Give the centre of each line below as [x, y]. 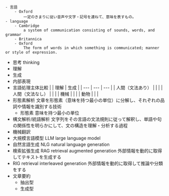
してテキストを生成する [37, 157]
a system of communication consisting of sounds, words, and [89, 30]
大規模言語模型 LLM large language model [56, 138]
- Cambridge [27, 26]
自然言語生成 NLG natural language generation [61, 144]
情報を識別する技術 [41, 107]
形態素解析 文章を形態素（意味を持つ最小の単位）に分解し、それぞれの [86, 100]
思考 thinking [26, 62]
